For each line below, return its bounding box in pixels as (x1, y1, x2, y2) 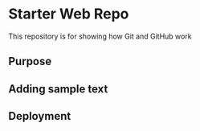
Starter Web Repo (8, 5, 129, 23)
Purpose (8, 55, 52, 68)
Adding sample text (8, 82, 108, 96)
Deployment (8, 109, 71, 123)
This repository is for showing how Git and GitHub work (8, 31, 192, 41)
